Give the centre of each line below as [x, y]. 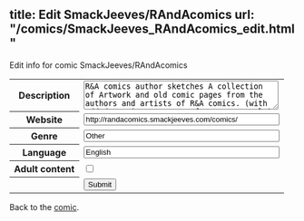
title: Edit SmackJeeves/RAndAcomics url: [132, 15]
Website [44, 120]
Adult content [44, 169]
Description [44, 96]
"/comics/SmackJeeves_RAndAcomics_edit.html [152, 29]
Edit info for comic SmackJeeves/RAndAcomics [98, 65]
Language [44, 153]
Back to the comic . [44, 207]
